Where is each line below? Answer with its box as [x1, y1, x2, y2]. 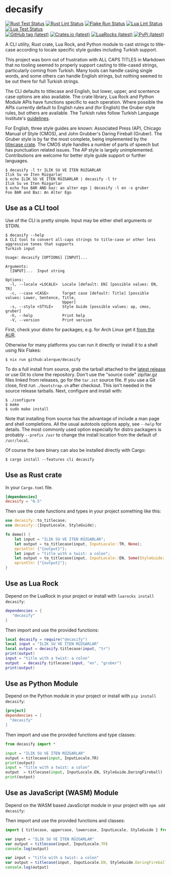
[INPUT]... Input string [10, 268, 65, 274]
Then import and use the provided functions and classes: [5, 817, 125, 823]
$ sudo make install [5, 406, 49, 411]
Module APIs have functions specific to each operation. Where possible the [5, 99, 164, 105]
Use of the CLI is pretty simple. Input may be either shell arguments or [5, 217, 153, 223]
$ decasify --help [5, 232, 44, 238]
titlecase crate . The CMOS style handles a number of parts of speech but [5, 141, 159, 148]
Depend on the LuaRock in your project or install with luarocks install [5, 593, 154, 599]
